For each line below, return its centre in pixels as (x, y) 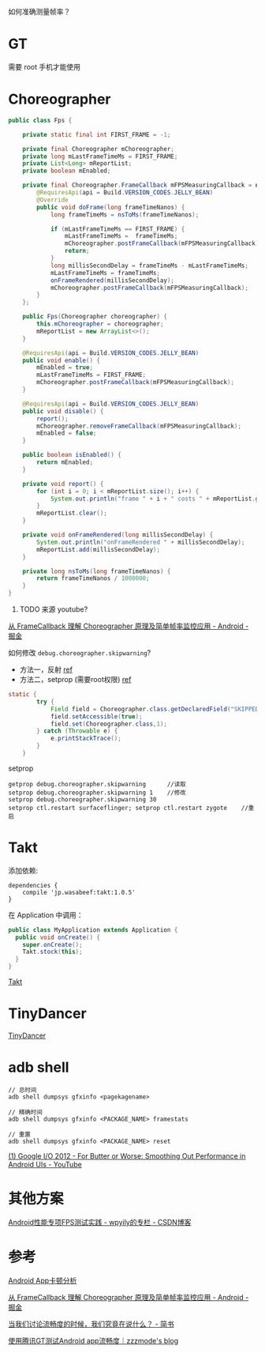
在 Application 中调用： (46, 914)
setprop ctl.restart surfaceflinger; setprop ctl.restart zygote (118, 808)
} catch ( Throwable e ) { (77, 731)
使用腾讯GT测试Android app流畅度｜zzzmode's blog (93, 1340)
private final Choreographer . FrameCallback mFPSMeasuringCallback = (137, 185)
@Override (52, 200)
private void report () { (63, 484)
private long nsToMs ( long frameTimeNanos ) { (97, 571)
